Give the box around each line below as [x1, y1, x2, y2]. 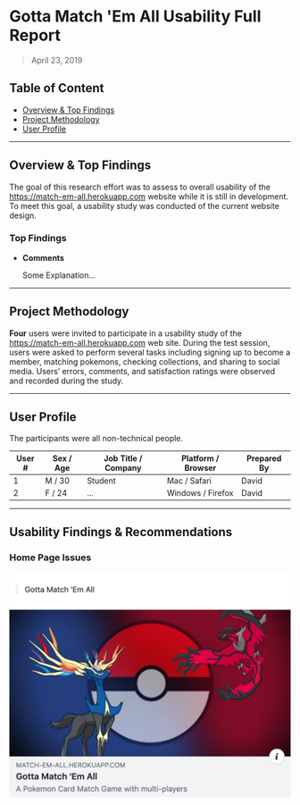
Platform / [181, 453, 220, 464]
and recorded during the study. [9, 375, 124, 386]
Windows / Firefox [166, 488, 234, 499]
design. [9, 210, 37, 221]
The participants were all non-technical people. [9, 433, 184, 444]
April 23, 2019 [30, 55, 83, 65]
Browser [184, 462, 217, 473]
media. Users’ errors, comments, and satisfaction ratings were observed [9, 365, 276, 376]
